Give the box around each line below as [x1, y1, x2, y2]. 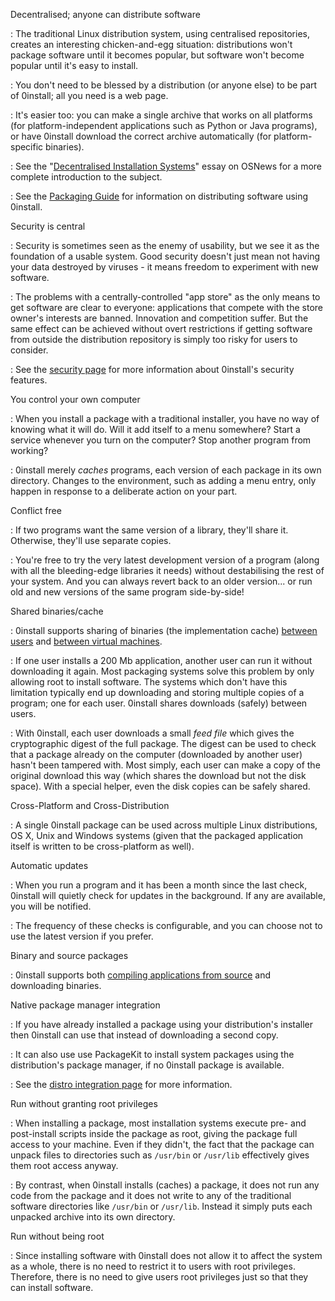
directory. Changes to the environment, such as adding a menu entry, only [10, 475, 317, 486]
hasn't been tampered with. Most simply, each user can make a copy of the [10, 759, 321, 771]
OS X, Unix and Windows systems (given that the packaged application [10, 830, 304, 841]
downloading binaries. [10, 980, 102, 991]
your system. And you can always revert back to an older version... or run [10, 575, 313, 587]
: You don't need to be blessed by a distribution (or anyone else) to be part [10, 79, 318, 91]
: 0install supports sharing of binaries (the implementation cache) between [10, 625, 318, 636]
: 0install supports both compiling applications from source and [10, 969, 271, 981]
